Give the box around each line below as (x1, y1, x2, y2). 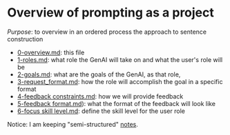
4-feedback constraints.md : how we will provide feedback (17, 92, 184, 101)
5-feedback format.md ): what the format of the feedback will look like (17, 99, 216, 107)
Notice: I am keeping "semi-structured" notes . (7, 120, 138, 128)
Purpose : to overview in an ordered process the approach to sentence (7, 28, 207, 36)
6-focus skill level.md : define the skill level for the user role (17, 107, 185, 115)
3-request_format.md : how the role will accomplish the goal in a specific (17, 77, 223, 85)
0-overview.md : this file (17, 48, 85, 56)
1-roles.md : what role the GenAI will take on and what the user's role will (17, 55, 223, 63)
